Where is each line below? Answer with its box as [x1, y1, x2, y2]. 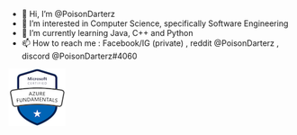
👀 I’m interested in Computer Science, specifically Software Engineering [21, 18, 289, 29]
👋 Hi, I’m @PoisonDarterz [21, 9, 116, 19]
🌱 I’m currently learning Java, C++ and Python [21, 28, 193, 38]
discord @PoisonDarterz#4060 [21, 50, 138, 61]
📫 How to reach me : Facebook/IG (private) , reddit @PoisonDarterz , [21, 38, 280, 49]
